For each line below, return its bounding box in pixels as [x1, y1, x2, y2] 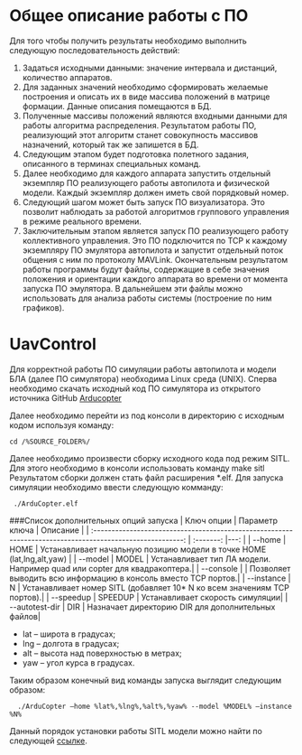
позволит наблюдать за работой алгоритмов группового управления [22, 206, 290, 217]
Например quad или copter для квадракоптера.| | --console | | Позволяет [9, 563, 291, 573]
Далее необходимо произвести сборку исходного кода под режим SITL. [9, 452, 290, 463]
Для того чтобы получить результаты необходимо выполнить [9, 35, 247, 46]
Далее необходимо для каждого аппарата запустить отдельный [22, 168, 271, 179]
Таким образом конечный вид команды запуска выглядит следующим [9, 675, 282, 685]
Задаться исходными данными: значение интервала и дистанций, [22, 62, 278, 73]
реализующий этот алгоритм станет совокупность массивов [22, 129, 259, 140]
